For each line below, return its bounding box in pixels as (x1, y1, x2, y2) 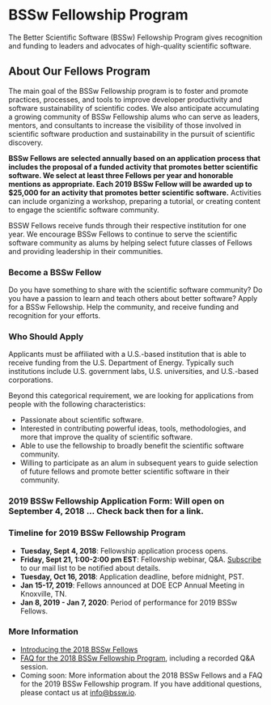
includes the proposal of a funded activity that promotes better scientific (8, 162, 259, 172)
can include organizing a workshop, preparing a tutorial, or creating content (8, 196, 260, 206)
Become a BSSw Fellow (8, 266, 102, 278)
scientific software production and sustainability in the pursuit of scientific (8, 129, 256, 138)
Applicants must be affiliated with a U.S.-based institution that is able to (8, 350, 247, 359)
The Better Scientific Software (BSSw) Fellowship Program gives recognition (8, 32, 263, 42)
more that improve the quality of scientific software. (19, 432, 193, 442)
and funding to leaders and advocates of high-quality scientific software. (8, 40, 252, 50)
